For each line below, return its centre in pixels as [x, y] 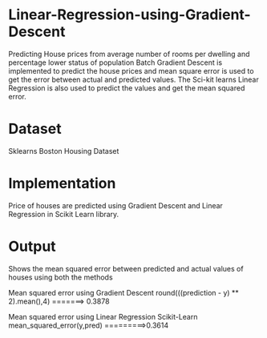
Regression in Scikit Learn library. [64, 214]
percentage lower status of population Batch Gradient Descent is [115, 62]
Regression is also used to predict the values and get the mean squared [127, 88]
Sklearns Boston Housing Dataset [64, 151]
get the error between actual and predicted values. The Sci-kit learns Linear [133, 79]
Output [32, 247]
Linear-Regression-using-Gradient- [129, 15]
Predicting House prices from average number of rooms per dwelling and [129, 54]
